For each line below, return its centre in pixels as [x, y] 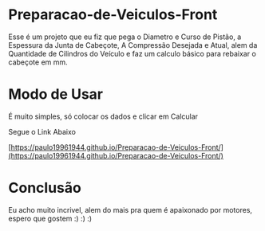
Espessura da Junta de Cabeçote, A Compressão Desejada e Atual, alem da [133, 45]
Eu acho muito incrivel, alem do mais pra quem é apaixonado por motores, [131, 209]
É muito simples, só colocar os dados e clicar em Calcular [103, 116]
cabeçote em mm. [38, 62]
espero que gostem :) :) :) [50, 218]
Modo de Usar [56, 94]
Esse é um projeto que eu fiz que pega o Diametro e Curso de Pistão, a [125, 37]
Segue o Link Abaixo [42, 131]
